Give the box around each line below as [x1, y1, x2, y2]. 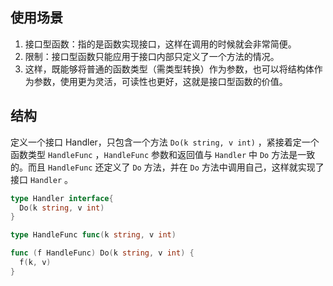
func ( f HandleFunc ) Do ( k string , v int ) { [10, 248, 195, 258]
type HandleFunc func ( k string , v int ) [10, 230, 177, 240]
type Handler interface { [10, 193, 114, 203]
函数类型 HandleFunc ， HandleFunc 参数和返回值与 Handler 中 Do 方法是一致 [10, 148, 316, 160]
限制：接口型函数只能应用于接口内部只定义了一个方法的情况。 [24, 50, 280, 62]
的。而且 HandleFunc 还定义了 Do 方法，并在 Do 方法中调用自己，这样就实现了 [10, 161, 325, 173]
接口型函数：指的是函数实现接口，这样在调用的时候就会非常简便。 [24, 38, 297, 50]
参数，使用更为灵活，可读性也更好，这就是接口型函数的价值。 [33, 75, 288, 87]
